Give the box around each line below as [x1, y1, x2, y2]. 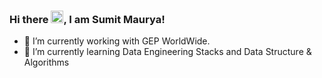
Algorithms [23, 56, 70, 69]
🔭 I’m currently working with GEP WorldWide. [23, 35, 211, 47]
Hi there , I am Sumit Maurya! [9, 12, 166, 26]
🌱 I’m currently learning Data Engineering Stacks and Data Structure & [23, 46, 312, 58]
